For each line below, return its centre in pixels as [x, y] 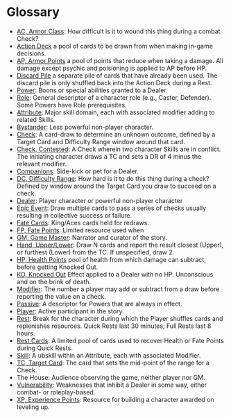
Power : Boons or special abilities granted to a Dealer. [92, 90]
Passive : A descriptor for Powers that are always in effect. [99, 304]
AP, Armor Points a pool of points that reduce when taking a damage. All [120, 60]
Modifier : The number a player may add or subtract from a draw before [118, 289]
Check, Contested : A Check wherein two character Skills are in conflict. [119, 149]
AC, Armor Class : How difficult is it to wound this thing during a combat [118, 31]
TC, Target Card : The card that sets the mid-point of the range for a [113, 363]
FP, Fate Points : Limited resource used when [80, 230]
